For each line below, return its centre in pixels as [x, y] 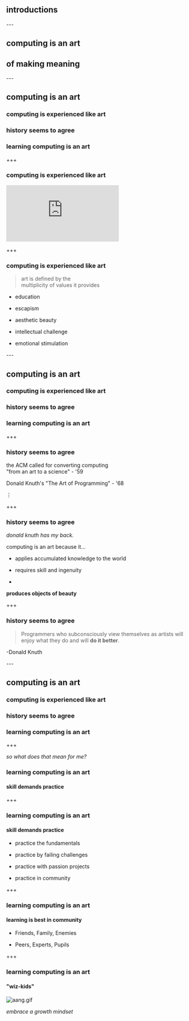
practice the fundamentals [47, 843]
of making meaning [43, 63]
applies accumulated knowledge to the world [70, 558]
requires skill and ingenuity [48, 570]
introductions [32, 10]
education [27, 297]
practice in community [43, 878]
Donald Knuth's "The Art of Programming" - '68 [65, 483]
